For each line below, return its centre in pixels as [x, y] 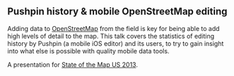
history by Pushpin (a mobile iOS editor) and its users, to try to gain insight [116, 43]
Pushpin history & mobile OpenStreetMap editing [117, 12]
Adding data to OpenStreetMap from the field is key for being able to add [114, 28]
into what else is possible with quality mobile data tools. [88, 51]
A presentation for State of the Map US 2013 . [72, 64]
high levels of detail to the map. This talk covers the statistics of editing [111, 36]
